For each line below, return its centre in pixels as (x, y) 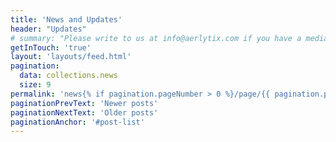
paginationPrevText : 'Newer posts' (84, 103)
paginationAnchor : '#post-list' (77, 122)
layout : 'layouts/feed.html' (71, 57)
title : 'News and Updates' (66, 19)
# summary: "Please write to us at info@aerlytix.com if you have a (156, 38)
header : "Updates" (48, 29)
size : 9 (35, 85)
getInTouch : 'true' (51, 47)
